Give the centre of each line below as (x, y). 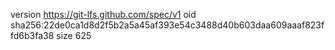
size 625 (74, 35)
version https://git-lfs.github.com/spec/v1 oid (103, 14)
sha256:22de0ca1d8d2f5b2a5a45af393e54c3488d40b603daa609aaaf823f (167, 25)
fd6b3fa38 (32, 35)
